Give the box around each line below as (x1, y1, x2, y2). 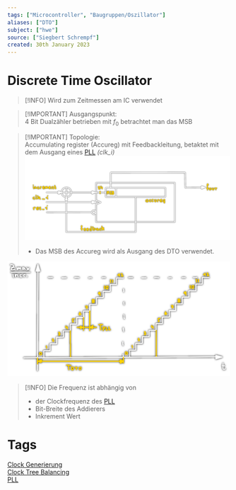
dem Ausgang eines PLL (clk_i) (24, 147, 115, 156)
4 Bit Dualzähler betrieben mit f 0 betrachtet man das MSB (24, 118, 193, 127)
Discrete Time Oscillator (7, 73, 153, 89)
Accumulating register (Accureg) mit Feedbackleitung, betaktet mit (24, 140, 219, 149)
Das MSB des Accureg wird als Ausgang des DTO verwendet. (35, 247, 215, 256)
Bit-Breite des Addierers (35, 404, 106, 413)
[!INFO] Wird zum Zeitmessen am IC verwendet (24, 96, 163, 105)
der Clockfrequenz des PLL (35, 397, 115, 405)
